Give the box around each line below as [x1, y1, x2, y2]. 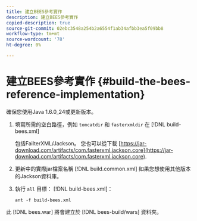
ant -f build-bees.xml [14, 197, 71, 203]
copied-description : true [6, 20, 70, 26]
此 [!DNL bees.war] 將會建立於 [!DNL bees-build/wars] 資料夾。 [6, 208, 162, 215]
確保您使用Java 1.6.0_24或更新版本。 [6, 108, 97, 115]
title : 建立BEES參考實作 [6, 8, 62, 15]
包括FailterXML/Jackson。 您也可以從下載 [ [14, 139, 121, 147]
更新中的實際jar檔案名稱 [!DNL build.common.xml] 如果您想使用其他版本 [14, 165, 192, 172]
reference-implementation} [6, 88, 145, 101]
